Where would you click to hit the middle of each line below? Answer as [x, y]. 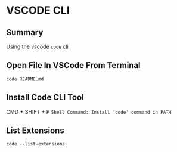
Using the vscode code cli [37, 46]
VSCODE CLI [38, 10]
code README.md [25, 79]
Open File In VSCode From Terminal [74, 65]
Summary [25, 32]
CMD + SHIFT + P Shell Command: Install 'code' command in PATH [89, 111]
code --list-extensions [36, 144]
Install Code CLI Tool [45, 97]
